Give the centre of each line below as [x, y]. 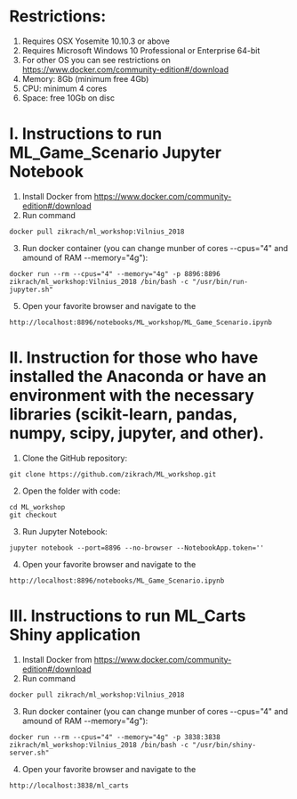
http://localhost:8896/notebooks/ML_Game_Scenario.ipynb [117, 581]
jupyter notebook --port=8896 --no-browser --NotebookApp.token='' [137, 548]
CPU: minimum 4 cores [64, 88]
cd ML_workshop [37, 507]
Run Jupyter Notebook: [65, 531]
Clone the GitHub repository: [74, 458]
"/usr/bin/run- [221, 281]
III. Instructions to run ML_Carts [128, 616]
